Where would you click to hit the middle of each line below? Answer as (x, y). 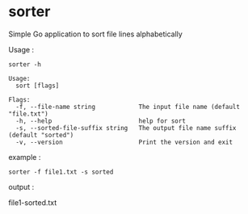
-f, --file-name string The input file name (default (128, 107)
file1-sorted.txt (33, 202)
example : (25, 157)
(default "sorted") (41, 135)
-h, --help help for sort (101, 121)
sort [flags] (38, 86)
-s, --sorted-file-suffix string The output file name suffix (126, 128)
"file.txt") (28, 114)
